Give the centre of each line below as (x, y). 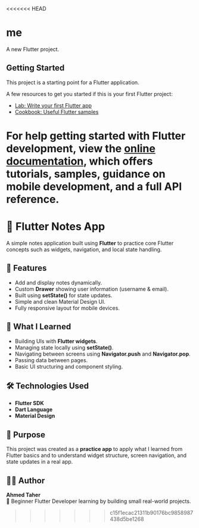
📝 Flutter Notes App (56, 227)
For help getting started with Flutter (96, 136)
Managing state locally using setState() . (64, 347)
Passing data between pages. (51, 360)
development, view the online (81, 148)
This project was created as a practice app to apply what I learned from (94, 449)
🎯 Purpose (26, 435)
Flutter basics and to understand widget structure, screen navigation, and (96, 455)
